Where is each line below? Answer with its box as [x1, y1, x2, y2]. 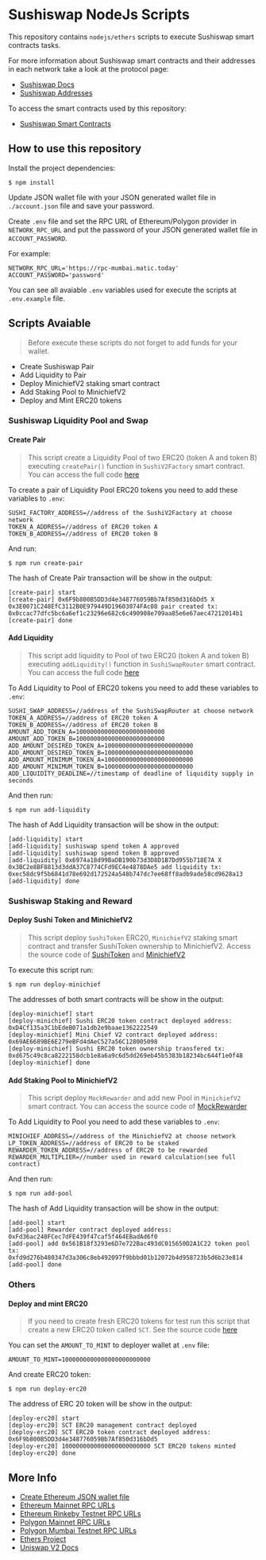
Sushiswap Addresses [19, 88, 93, 97]
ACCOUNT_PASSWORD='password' [8, 271, 105, 279]
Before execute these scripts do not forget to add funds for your [27, 337, 238, 347]
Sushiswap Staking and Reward [8, 895, 133, 907]
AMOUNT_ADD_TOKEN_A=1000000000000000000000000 [8, 727, 165, 735]
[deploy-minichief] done [8, 1059, 91, 1067]
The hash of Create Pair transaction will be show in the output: [8, 573, 213, 583]
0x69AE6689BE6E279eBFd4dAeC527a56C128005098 [8, 1038, 158, 1046]
